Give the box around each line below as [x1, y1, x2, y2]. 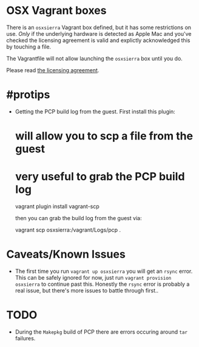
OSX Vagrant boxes [6, 4, 107, 18]
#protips [6, 88, 50, 102]
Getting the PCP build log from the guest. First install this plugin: [15, 107, 176, 115]
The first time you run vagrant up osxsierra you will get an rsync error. [15, 268, 193, 275]
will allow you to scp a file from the [15, 129, 193, 143]
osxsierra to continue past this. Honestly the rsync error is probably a [15, 280, 190, 288]
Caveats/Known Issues [6, 248, 126, 261]
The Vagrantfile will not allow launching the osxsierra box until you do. [6, 55, 183, 62]
